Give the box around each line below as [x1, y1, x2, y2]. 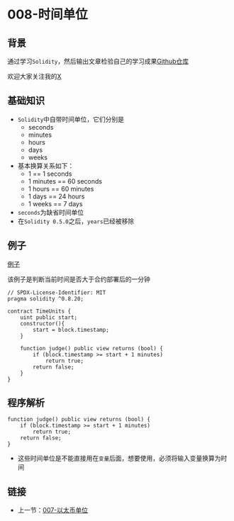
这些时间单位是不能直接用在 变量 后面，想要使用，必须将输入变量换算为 [17, 454, 221, 463]
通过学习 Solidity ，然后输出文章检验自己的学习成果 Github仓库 [7, 57, 189, 65]
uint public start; [20, 313, 78, 321]
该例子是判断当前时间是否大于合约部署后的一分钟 [7, 274, 150, 284]
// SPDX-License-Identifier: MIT [7, 288, 106, 296]
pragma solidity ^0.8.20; [7, 295, 84, 302]
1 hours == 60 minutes [28, 184, 94, 193]
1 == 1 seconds [28, 169, 72, 178]
